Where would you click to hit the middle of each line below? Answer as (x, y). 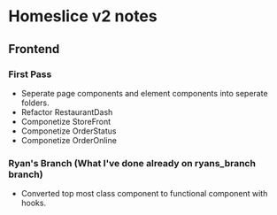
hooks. (33, 203)
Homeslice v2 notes (83, 16)
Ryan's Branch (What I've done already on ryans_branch (132, 163)
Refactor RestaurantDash (67, 111)
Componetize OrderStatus (69, 131)
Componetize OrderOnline (69, 140)
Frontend (34, 49)
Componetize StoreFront (66, 121)
